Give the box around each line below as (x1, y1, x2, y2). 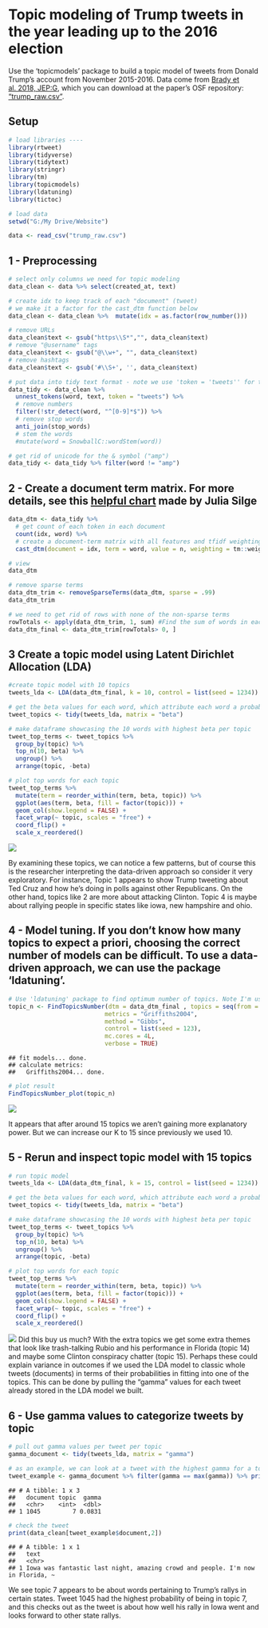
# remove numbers (15, 400, 73, 409)
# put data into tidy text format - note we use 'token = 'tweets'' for (8, 378, 255, 386)
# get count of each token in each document (15, 522, 166, 530)
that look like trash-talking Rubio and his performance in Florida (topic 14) (8, 1343, 250, 1353)
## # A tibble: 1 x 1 (8, 1543, 81, 1551)
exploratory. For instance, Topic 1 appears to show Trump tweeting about (8, 875, 249, 885)
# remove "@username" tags (8, 342, 98, 350)
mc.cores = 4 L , (104, 1032, 156, 1041)
